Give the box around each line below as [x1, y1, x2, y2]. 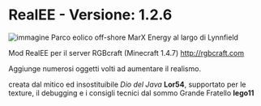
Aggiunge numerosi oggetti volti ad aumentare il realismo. [8, 63, 201, 74]
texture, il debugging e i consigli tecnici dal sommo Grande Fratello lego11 [8, 87, 255, 98]
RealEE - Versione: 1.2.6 [8, 6, 173, 24]
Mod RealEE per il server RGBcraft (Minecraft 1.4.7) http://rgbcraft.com [8, 48, 245, 57]
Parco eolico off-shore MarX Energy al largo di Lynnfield [51, 32, 239, 42]
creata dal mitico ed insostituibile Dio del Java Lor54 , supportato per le [8, 79, 246, 89]
